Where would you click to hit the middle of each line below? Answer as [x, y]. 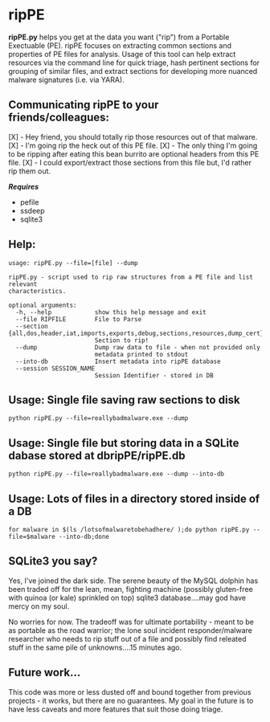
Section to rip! [122, 340]
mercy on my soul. [39, 606]
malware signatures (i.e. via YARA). [66, 80]
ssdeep [33, 210]
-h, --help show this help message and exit [111, 312]
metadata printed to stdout [141, 354]
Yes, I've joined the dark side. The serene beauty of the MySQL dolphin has [133, 581]
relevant [23, 284]
